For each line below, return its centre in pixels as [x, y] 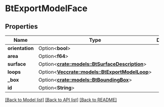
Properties [21, 27]
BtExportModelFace [46, 9]
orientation [21, 48]
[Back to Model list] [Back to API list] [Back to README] [61, 100]
